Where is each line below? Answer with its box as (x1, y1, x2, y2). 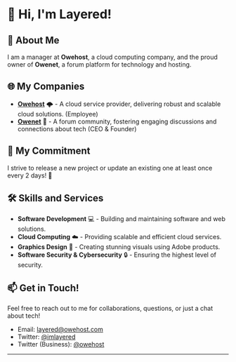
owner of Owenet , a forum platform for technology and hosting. (7, 60, 192, 69)
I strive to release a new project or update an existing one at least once (7, 163, 213, 172)
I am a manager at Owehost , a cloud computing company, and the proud (7, 53, 218, 61)
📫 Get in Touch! (7, 282, 79, 294)
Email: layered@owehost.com (17, 326, 104, 334)
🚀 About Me (7, 34, 60, 46)
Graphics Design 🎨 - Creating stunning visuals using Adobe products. (17, 243, 221, 251)
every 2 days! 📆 (7, 171, 53, 180)
